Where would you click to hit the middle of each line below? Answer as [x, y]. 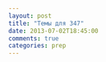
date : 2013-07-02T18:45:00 [53, 31]
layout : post [30, 16]
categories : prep [37, 46]
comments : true [34, 38]
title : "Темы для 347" [46, 23]
